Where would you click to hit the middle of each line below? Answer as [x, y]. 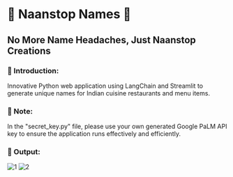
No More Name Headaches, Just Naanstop [102, 40]
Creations [29, 51]
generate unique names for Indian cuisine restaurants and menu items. [109, 93]
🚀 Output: [24, 152]
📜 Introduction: [33, 70]
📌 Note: [20, 111]
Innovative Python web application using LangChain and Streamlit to [105, 86]
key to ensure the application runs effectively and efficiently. [94, 134]
